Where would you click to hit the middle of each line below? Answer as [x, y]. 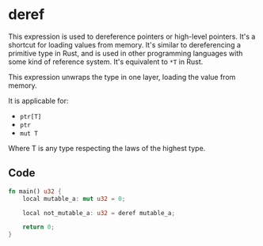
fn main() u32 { [35, 191]
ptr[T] [30, 116]
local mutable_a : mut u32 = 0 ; [74, 199]
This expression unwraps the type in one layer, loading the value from [122, 77]
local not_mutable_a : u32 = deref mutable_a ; [99, 213]
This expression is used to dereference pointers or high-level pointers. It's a [132, 36]
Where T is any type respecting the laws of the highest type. [107, 148]
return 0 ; [39, 227]
